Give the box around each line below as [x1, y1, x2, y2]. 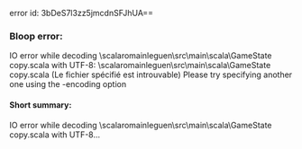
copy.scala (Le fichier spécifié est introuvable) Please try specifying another [9, 69, 293, 80]
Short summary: [9, 99, 72, 110]
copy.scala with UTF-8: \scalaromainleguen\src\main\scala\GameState [9, 60, 271, 71]
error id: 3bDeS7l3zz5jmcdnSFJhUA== [9, 8, 154, 18]
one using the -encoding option [9, 79, 127, 90]
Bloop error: [9, 30, 63, 42]
